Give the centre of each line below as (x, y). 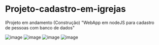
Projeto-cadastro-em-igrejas (65, 9)
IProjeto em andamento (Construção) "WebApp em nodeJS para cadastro (80, 22)
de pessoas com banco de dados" (40, 27)
